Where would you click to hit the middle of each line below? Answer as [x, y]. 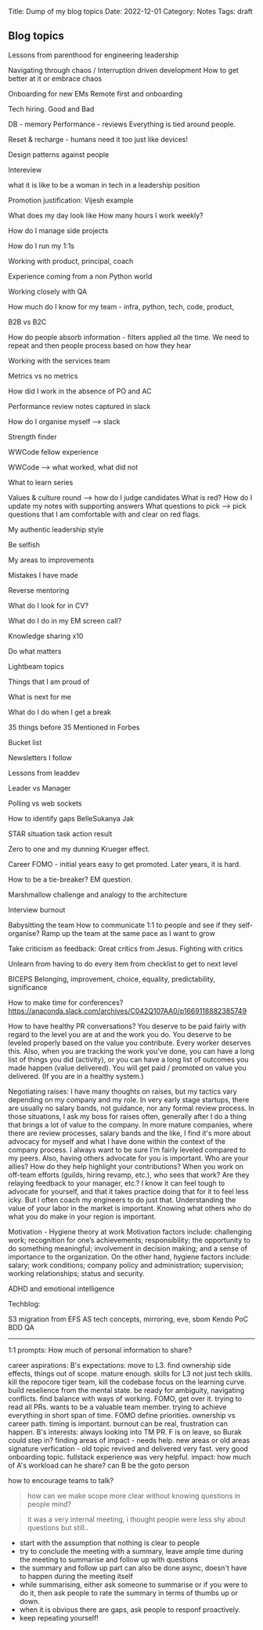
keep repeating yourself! [59, 1617]
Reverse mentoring [39, 590]
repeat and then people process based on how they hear [100, 345]
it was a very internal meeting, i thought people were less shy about [136, 1519]
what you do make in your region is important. [82, 1216]
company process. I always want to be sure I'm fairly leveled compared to [127, 1149]
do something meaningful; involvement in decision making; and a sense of [128, 1248]
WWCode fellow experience [54, 451]
